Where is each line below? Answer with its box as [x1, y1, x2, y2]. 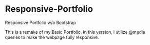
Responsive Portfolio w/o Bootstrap [5, 20, 76, 25]
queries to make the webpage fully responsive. [5, 34, 99, 40]
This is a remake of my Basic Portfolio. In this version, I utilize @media [5, 29, 145, 35]
